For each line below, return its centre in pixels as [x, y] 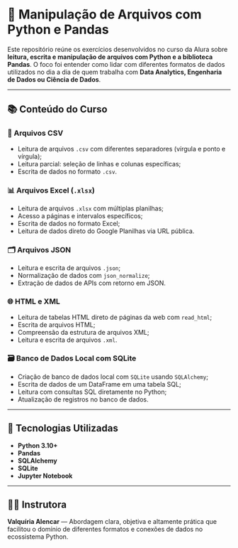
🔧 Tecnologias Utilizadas [63, 428]
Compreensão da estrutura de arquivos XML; [83, 332]
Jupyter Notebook [45, 476]
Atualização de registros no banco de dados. [83, 399]
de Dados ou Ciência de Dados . [54, 79]
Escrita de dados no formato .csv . [67, 171]
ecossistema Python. [38, 537]
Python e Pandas [58, 29]
